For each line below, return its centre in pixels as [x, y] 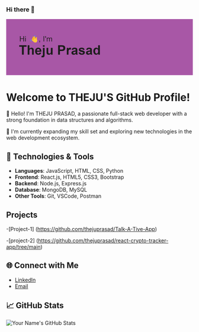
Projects [22, 215]
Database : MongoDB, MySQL [51, 190]
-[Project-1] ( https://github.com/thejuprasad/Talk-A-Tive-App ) [82, 229]
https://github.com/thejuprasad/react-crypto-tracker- [103, 241]
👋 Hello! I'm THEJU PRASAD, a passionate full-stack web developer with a [97, 114]
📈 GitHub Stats [35, 306]
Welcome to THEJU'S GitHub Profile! [98, 97]
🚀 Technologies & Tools [50, 156]
